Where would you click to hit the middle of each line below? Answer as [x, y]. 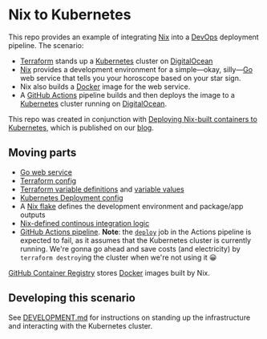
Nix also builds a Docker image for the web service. [105, 87]
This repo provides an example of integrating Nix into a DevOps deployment [133, 37]
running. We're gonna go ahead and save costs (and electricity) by [130, 248]
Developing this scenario [72, 298]
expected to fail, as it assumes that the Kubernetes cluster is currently [135, 240]
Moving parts [42, 153]
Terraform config [48, 180]
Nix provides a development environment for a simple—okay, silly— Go [136, 69]
